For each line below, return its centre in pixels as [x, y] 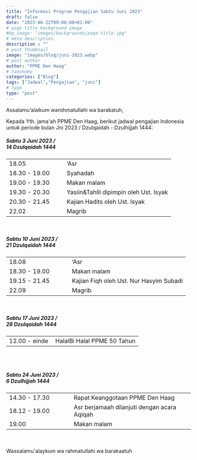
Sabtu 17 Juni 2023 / [32, 318]
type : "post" [22, 93]
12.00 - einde [29, 340]
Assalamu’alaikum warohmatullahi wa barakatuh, [65, 110]
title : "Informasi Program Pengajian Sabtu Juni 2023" [74, 11]
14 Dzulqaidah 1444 [31, 147]
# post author [23, 60]
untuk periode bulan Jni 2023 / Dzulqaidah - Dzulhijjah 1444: [80, 127]
